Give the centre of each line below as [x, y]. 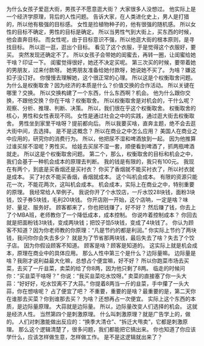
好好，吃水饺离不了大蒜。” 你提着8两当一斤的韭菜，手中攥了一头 [104, 283]
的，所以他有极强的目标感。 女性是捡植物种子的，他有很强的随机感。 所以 [98, 24]
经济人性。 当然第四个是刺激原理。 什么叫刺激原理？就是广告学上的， [98, 314]
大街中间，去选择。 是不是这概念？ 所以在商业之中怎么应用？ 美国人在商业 [99, 131]
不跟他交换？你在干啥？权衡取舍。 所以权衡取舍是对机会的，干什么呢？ [106, 100]
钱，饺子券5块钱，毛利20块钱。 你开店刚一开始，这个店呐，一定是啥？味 [97, 200]
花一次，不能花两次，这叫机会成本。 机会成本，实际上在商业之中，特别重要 [100, 184]
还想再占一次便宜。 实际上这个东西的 [144, 299]
